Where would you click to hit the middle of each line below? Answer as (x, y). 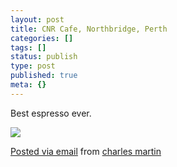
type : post (33, 66)
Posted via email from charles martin (86, 151)
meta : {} (28, 85)
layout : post (37, 19)
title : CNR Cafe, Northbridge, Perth (89, 29)
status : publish (44, 57)
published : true (44, 76)
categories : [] (42, 38)
